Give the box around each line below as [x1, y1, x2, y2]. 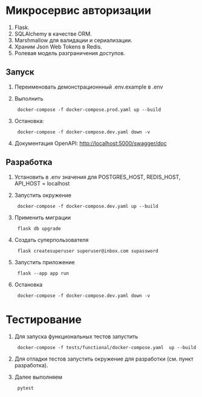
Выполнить [14, 95, 44, 102]
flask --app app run [17, 270, 69, 276]
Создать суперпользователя [14, 236, 89, 243]
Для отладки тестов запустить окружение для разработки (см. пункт [14, 355, 194, 362]
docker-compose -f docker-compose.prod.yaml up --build [17, 107, 161, 113]
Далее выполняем [14, 373, 63, 381]
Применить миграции [14, 213, 71, 221]
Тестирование [5, 313, 82, 326]
